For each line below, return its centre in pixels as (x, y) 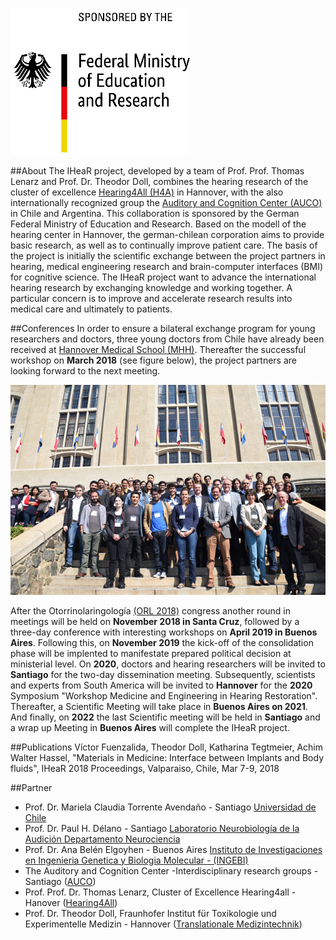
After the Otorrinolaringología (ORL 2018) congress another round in (151, 610)
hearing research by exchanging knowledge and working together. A (151, 287)
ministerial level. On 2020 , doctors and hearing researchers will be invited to (168, 664)
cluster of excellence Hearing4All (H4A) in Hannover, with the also (147, 192)
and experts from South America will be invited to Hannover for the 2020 (161, 685)
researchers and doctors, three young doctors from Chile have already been (167, 339)
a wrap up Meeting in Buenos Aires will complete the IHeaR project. (150, 727)
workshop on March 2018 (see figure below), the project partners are (154, 360)
